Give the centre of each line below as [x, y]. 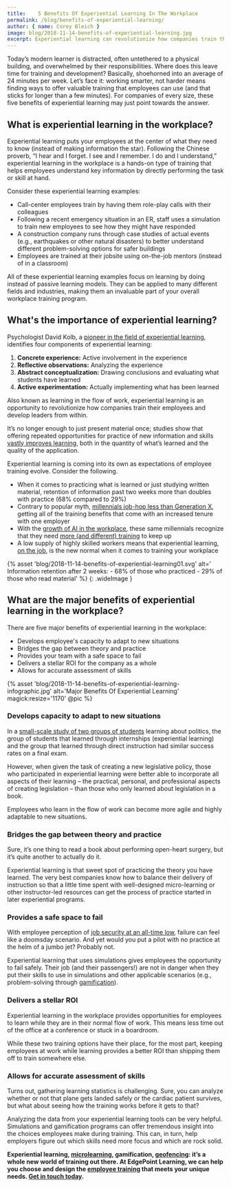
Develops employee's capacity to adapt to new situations [98, 641]
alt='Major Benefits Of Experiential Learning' [116, 691]
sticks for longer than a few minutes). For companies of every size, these [110, 96]
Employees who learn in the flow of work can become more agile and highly [114, 809]
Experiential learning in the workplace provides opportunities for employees [114, 1015]
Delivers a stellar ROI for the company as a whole [87, 663]
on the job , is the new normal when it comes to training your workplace [118, 550]
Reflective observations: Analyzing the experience [90, 365]
